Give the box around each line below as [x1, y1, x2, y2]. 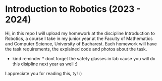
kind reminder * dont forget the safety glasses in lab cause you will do [12, 55, 156, 61]
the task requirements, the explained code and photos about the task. [5, 46, 147, 52]
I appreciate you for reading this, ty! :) [5, 70, 82, 76]
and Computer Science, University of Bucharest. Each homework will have [5, 40, 157, 46]
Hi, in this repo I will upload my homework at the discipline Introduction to [5, 30, 155, 36]
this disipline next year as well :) [12, 61, 78, 67]
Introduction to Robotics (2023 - [5, 3, 141, 15]
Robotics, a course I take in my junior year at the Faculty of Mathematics [5, 36, 153, 41]
